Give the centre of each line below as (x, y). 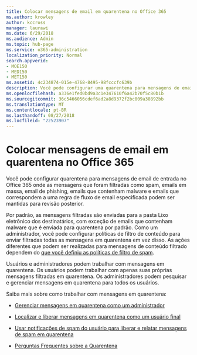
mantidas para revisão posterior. (45, 204)
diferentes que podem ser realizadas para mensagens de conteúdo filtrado (97, 246)
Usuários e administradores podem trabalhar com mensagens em (85, 264)
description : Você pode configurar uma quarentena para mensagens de (93, 88)
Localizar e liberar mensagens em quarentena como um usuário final (97, 317)
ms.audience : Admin (30, 39)
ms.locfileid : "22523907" (38, 121)
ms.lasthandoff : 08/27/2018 (40, 115)
